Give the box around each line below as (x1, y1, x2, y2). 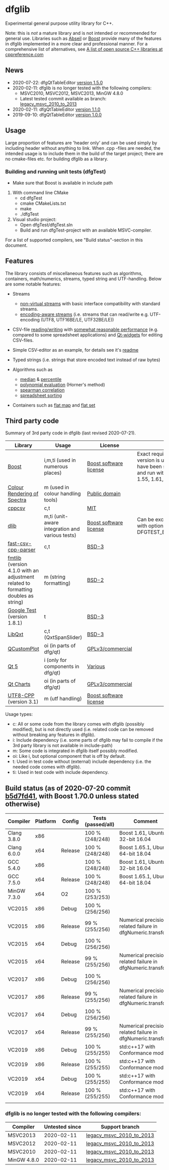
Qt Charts (8, 681, 31, 688)
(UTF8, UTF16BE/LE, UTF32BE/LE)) (41, 316, 114, 322)
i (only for (44, 657, 67, 664)
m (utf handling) (44, 695, 82, 702)
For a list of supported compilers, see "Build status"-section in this (5, 237, 143, 243)
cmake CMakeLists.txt (20, 200, 66, 206)
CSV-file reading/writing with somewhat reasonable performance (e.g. (12, 326, 158, 332)
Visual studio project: (12, 216, 57, 222)
